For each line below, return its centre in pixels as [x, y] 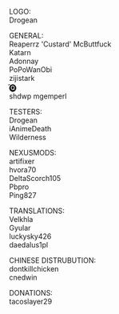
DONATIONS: [31, 293]
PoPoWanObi [31, 70]
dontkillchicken [34, 269]
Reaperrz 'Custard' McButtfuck [60, 44]
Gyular [20, 228]
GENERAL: [26, 36]
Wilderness [28, 137]
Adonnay [24, 61]
